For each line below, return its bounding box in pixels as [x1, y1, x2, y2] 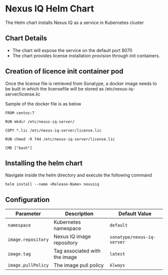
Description [64, 210, 93, 217]
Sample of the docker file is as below [5, 100, 81, 106]
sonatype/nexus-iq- [109, 234, 156, 240]
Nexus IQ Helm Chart [5, 3, 94, 14]
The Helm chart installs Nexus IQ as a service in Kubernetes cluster [5, 19, 144, 25]
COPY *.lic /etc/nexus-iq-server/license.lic [5, 128, 101, 133]
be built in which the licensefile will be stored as [5, 85, 104, 91]
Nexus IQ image [53, 233, 91, 240]
